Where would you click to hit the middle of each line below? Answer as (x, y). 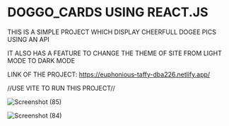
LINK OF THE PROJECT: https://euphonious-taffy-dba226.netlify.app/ (109, 74)
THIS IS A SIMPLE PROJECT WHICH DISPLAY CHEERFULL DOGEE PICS (112, 32)
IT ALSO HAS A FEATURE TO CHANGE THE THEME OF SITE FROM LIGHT (115, 53)
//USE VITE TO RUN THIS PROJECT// (61, 88)
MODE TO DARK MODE (41, 60)
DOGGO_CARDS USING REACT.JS (108, 12)
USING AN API (28, 39)
